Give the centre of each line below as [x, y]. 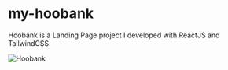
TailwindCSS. [29, 43]
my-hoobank [51, 14]
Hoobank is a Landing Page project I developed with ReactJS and [114, 35]
